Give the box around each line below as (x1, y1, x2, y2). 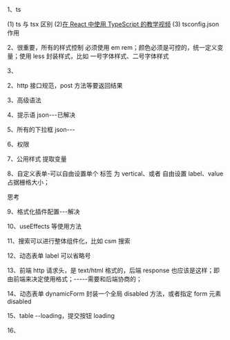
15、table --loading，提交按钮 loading (7, 312, 115, 319)
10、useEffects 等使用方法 (7, 223, 82, 230)
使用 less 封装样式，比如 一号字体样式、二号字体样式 (19, 52, 169, 60)
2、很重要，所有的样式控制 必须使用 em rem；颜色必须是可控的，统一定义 (7, 44, 218, 51)
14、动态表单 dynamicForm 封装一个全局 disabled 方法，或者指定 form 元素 (7, 290, 222, 298)
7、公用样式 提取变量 (7, 155, 67, 163)
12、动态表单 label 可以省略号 (7, 252, 91, 260)
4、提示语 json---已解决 (7, 111, 76, 119)
